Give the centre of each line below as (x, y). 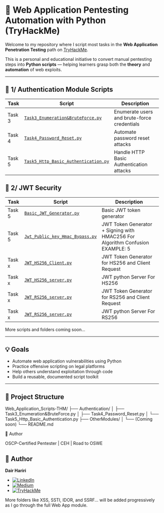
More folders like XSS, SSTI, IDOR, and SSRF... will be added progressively (80, 500)
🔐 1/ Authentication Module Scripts (59, 90)
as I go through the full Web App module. (46, 505)
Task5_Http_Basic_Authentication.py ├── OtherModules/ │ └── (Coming (79, 419)
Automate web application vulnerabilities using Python (67, 361)
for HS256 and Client (126, 263)
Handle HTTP (129, 152)
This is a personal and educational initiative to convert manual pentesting (79, 59)
